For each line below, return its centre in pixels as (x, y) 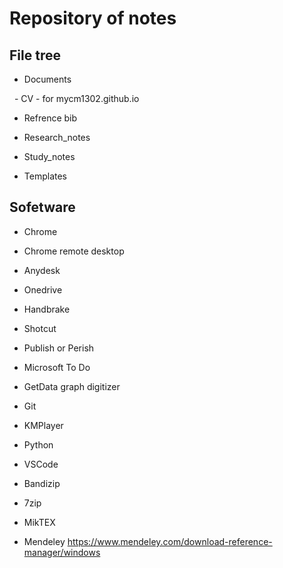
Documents (47, 79)
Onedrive (43, 289)
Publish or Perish (59, 348)
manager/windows (62, 552)
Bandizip (42, 483)
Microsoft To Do (57, 367)
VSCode (41, 464)
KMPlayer (43, 425)
